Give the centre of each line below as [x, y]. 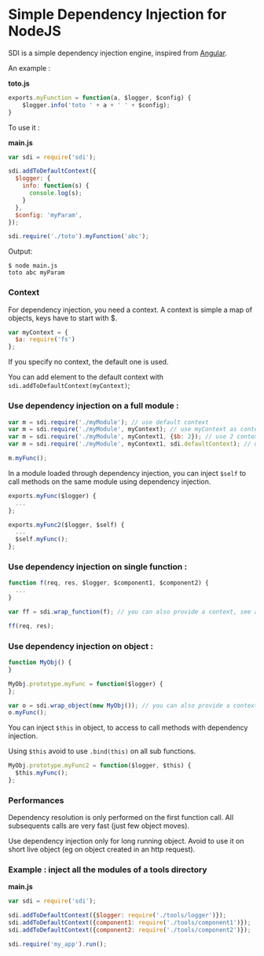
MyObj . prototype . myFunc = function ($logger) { [86, 684]
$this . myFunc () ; [42, 773]
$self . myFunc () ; [42, 540]
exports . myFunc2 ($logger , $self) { [66, 525]
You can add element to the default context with [86, 377]
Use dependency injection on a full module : [93, 406]
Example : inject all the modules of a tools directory [108, 870]
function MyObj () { [40, 662]
